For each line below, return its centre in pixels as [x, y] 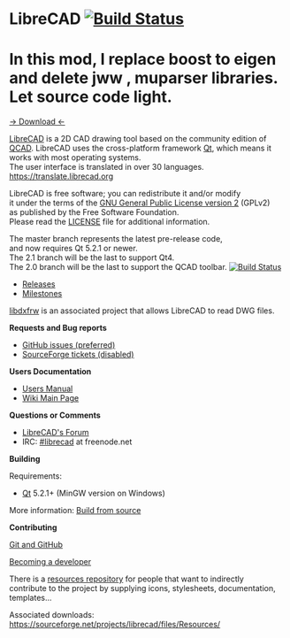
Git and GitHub [36, 545]
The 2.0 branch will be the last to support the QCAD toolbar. [118, 267]
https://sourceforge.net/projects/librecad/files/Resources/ [115, 625]
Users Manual [47, 388]
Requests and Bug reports [58, 328]
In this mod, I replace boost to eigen [143, 60]
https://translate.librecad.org [61, 176]
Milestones [42, 294]
